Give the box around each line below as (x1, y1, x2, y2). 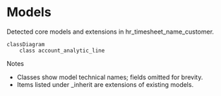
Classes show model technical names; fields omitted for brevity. (16, 73, 203, 81)
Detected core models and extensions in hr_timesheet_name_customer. (6, 27, 215, 36)
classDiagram (6, 41, 45, 48)
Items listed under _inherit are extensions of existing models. (16, 80, 194, 88)
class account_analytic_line (19, 47, 105, 54)
